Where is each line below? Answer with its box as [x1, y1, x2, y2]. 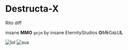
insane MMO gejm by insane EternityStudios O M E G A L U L [5, 29, 123, 35]
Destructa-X [5, 3, 59, 15]
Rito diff [5, 20, 22, 26]
